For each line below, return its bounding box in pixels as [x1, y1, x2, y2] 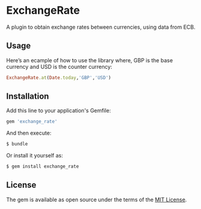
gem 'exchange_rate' [6, 119, 58, 125]
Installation [6, 91, 49, 102]
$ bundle [6, 141, 28, 147]
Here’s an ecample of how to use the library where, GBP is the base [6, 56, 173, 63]
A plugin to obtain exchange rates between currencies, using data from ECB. [6, 23, 196, 31]
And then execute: [6, 129, 52, 137]
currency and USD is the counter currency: [6, 63, 113, 70]
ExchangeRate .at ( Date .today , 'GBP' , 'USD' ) [6, 74, 112, 81]
